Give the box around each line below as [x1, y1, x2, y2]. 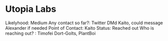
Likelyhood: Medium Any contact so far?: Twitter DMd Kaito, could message [5, 20, 163, 26]
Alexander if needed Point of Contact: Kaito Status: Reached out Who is [5, 25, 154, 31]
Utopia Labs [5, 3, 57, 15]
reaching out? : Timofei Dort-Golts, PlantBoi [5, 30, 96, 36]
